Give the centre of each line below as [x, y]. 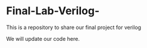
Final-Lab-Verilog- [53, 11]
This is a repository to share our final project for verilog [74, 27]
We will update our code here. [43, 39]
